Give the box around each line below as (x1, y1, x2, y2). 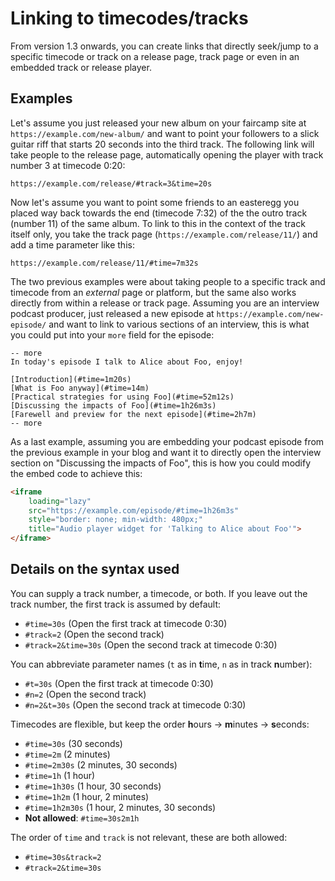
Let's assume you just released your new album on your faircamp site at (10, 117, 307, 129)
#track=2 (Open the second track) (24, 628, 165, 640)
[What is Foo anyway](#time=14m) (10, 383, 150, 393)
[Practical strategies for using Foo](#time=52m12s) (10, 392, 235, 402)
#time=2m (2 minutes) (24, 748, 111, 760)
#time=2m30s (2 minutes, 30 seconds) (24, 758, 178, 771)
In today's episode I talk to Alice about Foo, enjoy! (10, 357, 244, 367)
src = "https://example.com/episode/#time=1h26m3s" (28, 505, 240, 516)
